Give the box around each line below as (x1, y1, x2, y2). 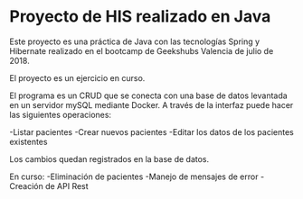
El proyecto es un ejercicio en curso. (9, 72, 146, 83)
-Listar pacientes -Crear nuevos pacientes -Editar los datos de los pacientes (9, 126, 294, 137)
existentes (9, 136, 48, 147)
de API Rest (44, 180, 89, 191)
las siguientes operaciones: (9, 109, 111, 120)
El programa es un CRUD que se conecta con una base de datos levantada (9, 90, 288, 101)
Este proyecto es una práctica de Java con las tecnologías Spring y (9, 36, 260, 47)
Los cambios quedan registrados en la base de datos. (9, 153, 210, 164)
